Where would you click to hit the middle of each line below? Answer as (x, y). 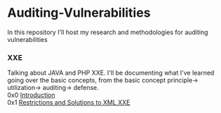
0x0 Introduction (31, 95)
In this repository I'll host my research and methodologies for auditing (108, 32)
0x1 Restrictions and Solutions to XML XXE (69, 103)
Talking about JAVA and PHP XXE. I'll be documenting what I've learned (111, 73)
